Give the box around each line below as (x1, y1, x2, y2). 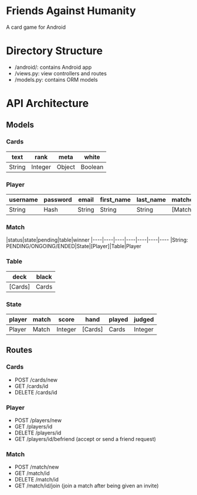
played (108, 315, 128, 323)
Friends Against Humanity (6, 4, 136, 18)
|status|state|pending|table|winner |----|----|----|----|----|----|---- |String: (6, 236, 189, 243)
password (43, 196, 72, 204)
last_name (136, 196, 166, 204)
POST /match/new (14, 463, 59, 471)
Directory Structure (6, 44, 103, 58)
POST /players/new (14, 416, 62, 424)
